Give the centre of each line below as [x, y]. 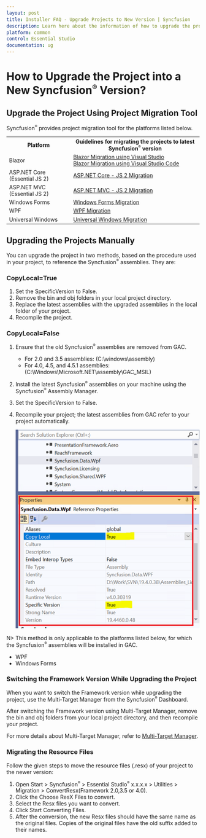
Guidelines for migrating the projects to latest [135, 142]
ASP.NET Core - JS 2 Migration [113, 176]
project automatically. [43, 421]
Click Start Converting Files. [51, 810]
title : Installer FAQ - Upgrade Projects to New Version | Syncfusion [98, 19]
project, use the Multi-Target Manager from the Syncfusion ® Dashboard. [97, 699]
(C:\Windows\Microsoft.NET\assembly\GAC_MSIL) [88, 372]
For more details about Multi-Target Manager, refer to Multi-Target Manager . [102, 736]
